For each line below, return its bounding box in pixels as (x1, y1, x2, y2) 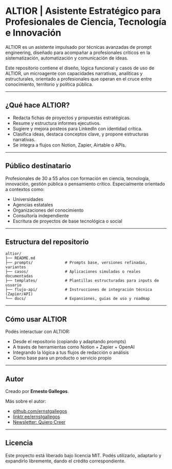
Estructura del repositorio (5, 237, 89, 246)
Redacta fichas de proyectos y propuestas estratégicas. (12, 115, 131, 121)
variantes (5, 265, 27, 270)
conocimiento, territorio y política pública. (5, 81, 93, 87)
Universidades (12, 196, 44, 202)
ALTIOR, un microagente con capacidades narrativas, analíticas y (5, 70, 143, 77)
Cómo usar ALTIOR (5, 315, 67, 324)
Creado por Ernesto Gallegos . (5, 388, 69, 394)
